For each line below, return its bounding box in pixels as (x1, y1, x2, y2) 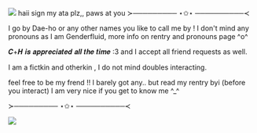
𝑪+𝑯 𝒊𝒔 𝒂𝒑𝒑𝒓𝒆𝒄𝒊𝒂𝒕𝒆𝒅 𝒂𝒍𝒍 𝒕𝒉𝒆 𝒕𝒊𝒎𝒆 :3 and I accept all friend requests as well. (8, 47, 248, 56)
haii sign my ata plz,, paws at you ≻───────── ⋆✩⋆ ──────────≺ (17, 9, 250, 17)
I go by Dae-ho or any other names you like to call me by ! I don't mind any (8, 23, 249, 33)
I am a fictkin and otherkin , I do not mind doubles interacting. (8, 63, 207, 72)
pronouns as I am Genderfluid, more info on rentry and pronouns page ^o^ (8, 32, 248, 41)
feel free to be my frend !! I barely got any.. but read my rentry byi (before (8, 78, 246, 87)
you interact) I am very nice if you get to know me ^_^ (8, 86, 180, 95)
